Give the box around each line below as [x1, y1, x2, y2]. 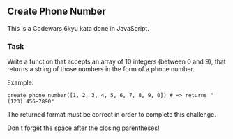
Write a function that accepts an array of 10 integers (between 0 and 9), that [7, 57, 226, 66]
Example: [7, 78, 34, 87]
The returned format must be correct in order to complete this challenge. [7, 110, 216, 119]
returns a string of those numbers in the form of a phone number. [7, 65, 195, 73]
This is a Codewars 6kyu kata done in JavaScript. [7, 24, 150, 32]
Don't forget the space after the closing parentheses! [7, 124, 160, 132]
